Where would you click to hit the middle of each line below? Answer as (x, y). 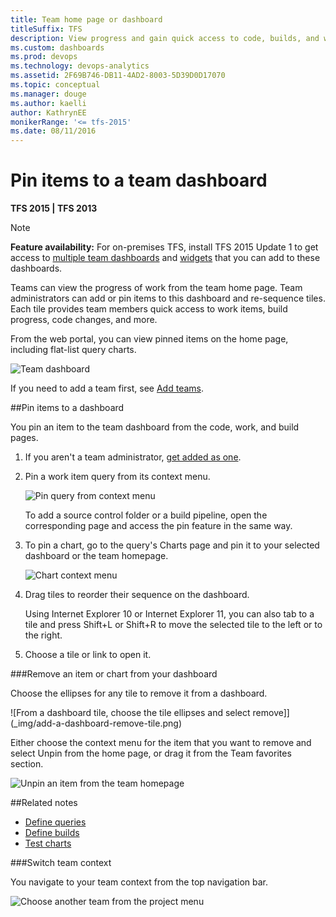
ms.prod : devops (44, 57)
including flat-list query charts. (73, 350)
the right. (43, 635)
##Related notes (44, 803)
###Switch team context (61, 863)
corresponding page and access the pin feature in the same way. (158, 526)
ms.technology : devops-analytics (80, 66)
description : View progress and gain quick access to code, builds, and (165, 38)
